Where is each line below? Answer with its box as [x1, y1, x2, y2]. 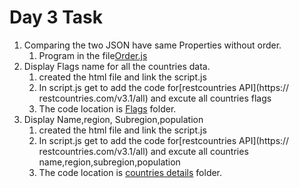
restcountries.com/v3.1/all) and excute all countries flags [38, 92, 272, 104]
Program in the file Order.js [38, 49, 148, 61]
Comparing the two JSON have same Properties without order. [23, 39, 282, 51]
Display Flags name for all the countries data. [23, 60, 211, 72]
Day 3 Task [9, 6, 104, 29]
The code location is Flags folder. [38, 102, 177, 115]
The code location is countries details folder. [38, 166, 223, 178]
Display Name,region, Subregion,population [23, 113, 204, 125]
